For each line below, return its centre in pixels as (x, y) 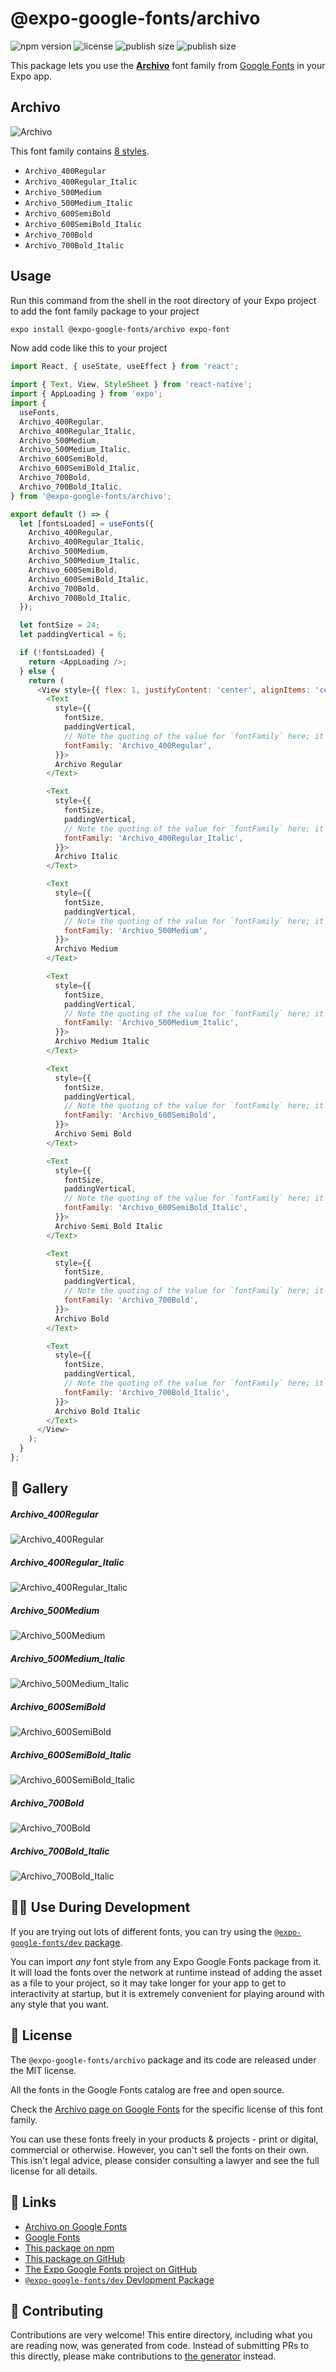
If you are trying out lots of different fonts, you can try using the (141, 1931)
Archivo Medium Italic (102, 1042)
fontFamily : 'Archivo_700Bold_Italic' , (146, 1392)
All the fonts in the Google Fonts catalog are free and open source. (147, 2089)
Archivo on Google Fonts (76, 2226)
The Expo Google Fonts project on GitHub (110, 2269)
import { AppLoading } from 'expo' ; (86, 394)
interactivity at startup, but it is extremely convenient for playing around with (167, 1993)
